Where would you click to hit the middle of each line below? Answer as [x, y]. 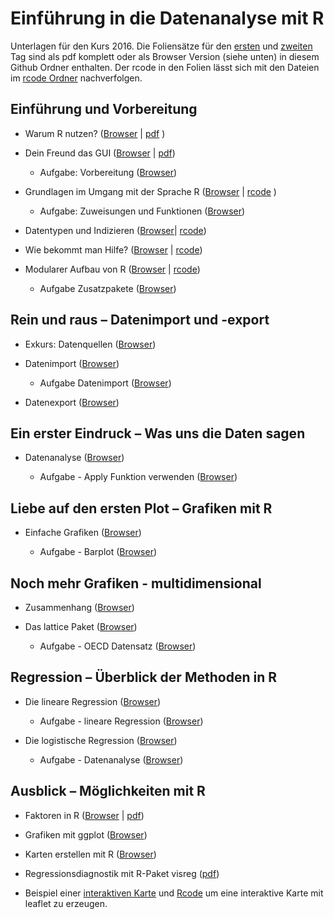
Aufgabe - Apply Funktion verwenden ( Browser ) [138, 477]
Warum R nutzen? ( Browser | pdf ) [95, 133]
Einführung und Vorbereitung [104, 109]
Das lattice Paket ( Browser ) [81, 626]
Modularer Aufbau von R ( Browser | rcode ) [112, 269]
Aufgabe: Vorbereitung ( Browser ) [108, 172]
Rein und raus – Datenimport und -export [140, 320]
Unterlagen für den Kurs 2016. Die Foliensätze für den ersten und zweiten [161, 46]
